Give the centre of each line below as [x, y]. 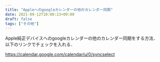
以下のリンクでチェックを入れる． [40, 45]
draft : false [19, 19]
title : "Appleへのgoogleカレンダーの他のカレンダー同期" [59, 10]
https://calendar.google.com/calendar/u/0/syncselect [60, 55]
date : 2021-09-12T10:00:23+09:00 [40, 14]
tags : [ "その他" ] [22, 24]
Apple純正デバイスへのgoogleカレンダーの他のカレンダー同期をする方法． [81, 38]
